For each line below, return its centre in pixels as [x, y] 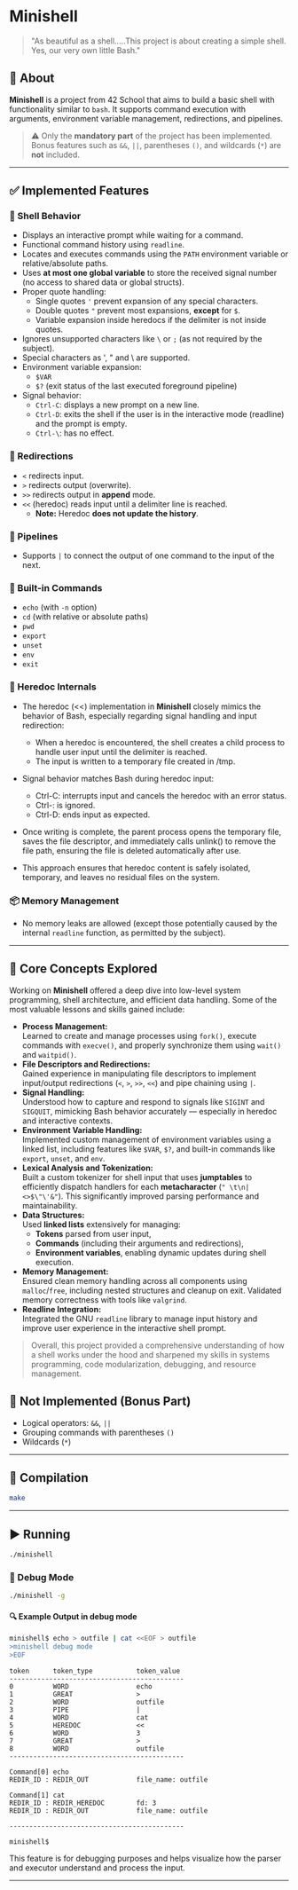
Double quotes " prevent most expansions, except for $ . [138, 311]
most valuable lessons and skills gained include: [97, 1009]
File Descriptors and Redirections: [86, 1064]
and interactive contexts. [67, 1121]
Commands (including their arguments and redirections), [139, 1243]
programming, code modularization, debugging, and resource [144, 1364]
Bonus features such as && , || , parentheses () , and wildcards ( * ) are [156, 145]
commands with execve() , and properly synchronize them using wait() [152, 1045]
